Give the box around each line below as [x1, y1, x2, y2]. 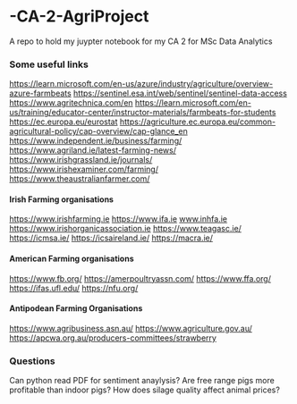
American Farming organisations [9, 253, 134, 265]
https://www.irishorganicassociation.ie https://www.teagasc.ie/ [9, 223, 242, 234]
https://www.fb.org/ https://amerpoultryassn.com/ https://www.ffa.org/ [9, 273, 271, 283]
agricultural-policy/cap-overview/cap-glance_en [9, 126, 188, 137]
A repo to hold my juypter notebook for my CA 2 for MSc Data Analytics [9, 36, 273, 46]
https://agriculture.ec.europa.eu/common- [119, 116, 276, 127]
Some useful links [9, 58, 89, 71]
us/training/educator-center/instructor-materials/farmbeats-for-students [9, 107, 276, 118]
